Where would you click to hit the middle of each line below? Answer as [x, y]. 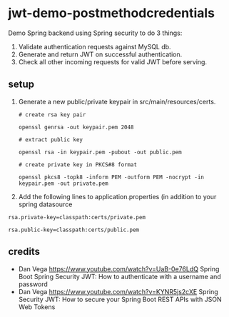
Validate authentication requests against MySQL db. [95, 46]
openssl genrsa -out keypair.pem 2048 [76, 127]
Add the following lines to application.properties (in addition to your [117, 196]
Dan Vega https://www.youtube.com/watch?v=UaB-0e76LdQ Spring [119, 268]
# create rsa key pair [52, 115]
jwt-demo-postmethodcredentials [111, 13]
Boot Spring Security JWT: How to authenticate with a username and [120, 276]
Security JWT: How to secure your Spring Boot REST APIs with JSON [120, 299]
